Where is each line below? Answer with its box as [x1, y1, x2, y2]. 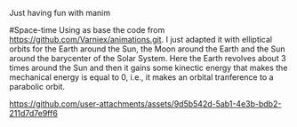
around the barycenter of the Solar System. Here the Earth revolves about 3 [9, 53, 286, 63]
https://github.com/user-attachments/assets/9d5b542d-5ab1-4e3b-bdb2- [9, 99, 282, 109]
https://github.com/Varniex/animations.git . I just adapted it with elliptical [9, 35, 273, 44]
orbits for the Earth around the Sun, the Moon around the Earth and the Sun [9, 44, 285, 54]
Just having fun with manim [9, 8, 111, 18]
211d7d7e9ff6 [9, 108, 58, 118]
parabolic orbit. [9, 82, 65, 91]
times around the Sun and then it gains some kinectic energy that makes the [9, 62, 288, 73]
